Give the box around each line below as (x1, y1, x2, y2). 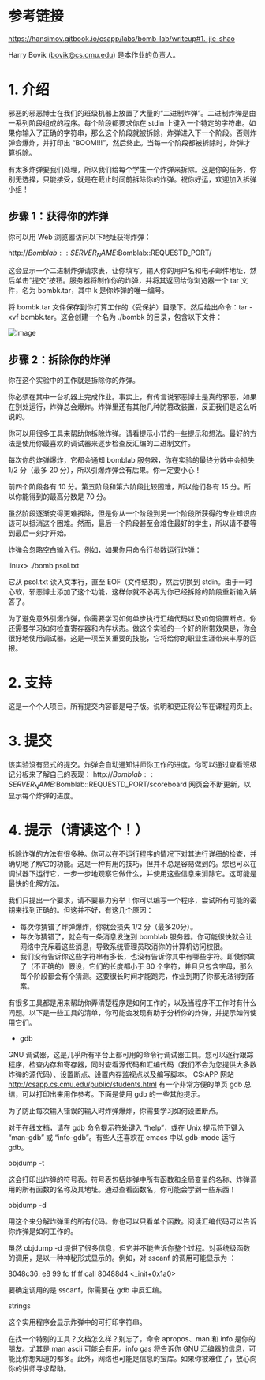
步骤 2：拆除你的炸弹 (8, 353, 111, 366)
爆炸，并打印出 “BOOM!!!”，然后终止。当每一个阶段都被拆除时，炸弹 (21, 137, 244, 147)
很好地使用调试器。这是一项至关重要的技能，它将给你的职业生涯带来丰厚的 (8, 633, 250, 643)
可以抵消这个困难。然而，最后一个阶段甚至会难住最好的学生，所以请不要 (14, 519, 250, 528)
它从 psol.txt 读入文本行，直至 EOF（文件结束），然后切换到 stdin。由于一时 (8, 577, 253, 587)
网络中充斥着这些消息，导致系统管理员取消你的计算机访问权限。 (19, 941, 227, 951)
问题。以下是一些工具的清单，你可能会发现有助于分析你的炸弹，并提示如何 (8, 1007, 250, 1017)
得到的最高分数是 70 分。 (28, 492, 110, 501)
